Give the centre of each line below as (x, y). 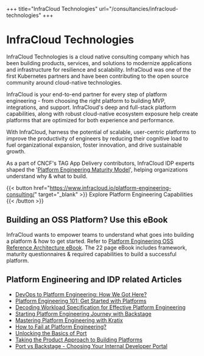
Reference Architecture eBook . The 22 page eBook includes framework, (97, 247)
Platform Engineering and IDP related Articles (94, 280)
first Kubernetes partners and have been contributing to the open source (97, 76)
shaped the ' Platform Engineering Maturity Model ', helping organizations (97, 169)
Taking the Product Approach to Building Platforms (79, 340)
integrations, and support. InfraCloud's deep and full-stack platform (91, 107)
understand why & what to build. (47, 176)
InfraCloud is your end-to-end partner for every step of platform (87, 94)
